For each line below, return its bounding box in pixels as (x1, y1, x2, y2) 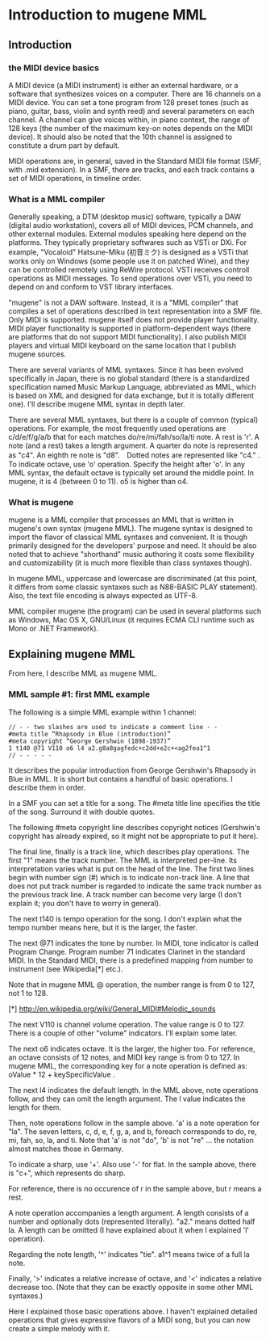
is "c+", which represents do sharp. (8, 1168, 127, 1178)
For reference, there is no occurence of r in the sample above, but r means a (8, 1183, 262, 1193)
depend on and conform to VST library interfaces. (8, 282, 174, 292)
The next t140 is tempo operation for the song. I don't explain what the (8, 913, 243, 923)
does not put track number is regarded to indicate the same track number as (8, 881, 262, 891)
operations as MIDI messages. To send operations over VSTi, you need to (8, 273, 252, 284)
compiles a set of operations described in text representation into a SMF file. (8, 306, 263, 316)
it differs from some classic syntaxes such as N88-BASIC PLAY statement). (8, 582, 258, 592)
